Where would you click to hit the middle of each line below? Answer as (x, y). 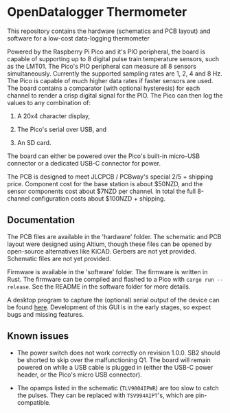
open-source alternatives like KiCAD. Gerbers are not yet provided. (102, 251)
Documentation (41, 220)
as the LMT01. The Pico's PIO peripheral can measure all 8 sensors (102, 66)
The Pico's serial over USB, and (62, 129)
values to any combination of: (49, 102)
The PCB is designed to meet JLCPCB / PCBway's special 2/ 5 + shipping (110, 177)
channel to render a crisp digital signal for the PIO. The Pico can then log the (115, 95)
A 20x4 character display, (54, 116)
